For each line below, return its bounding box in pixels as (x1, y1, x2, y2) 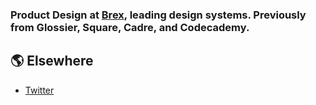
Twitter (24, 84, 55, 96)
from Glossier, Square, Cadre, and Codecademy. (10, 20, 250, 34)
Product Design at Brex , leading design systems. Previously (10, 8, 307, 22)
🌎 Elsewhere (10, 53, 94, 70)
